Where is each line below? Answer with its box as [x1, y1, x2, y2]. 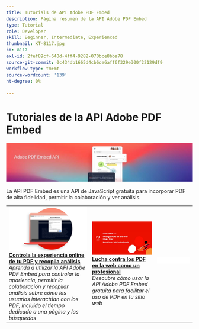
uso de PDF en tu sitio [91, 293, 146, 301]
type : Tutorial [6, 22, 44, 28]
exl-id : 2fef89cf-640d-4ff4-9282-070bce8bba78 [6, 53, 123, 59]
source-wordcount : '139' [6, 72, 68, 78]
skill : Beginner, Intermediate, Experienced [6, 34, 118, 41]
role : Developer [6, 28, 46, 34]
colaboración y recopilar [8, 283, 69, 290]
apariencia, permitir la [8, 276, 63, 283]
